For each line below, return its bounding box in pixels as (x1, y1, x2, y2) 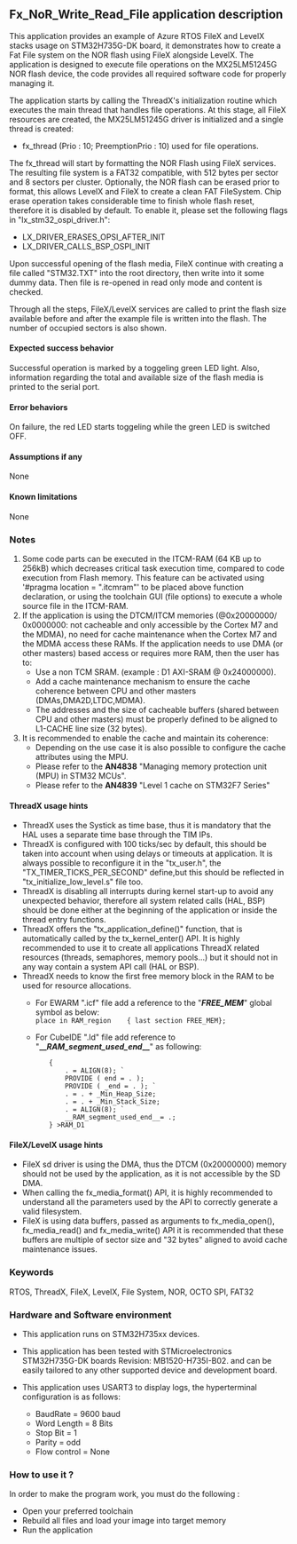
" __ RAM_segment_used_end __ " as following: (35, 1041, 202, 1052)
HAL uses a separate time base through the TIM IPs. (21, 829, 213, 840)
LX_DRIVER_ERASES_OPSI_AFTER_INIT (21, 231, 166, 242)
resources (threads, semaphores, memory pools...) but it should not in (21, 952, 278, 962)
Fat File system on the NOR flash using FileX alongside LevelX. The (9, 49, 254, 60)
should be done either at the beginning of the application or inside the (21, 905, 277, 915)
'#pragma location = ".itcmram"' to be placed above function (21, 582, 244, 592)
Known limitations (9, 492, 78, 503)
